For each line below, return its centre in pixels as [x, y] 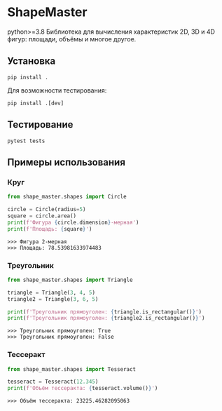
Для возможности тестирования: [57, 90]
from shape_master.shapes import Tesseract [72, 369]
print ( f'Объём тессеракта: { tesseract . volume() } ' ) [83, 389]
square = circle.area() [42, 216]
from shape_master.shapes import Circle [67, 197]
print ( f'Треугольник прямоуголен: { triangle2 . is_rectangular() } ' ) [106, 318]
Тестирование [40, 124]
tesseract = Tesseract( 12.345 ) [53, 382]
